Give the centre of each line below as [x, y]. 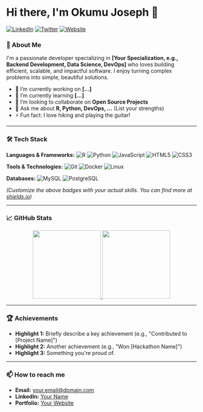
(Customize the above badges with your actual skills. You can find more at [99, 190]
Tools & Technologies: [35, 167]
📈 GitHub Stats [29, 218]
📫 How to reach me [36, 375]
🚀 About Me [24, 45]
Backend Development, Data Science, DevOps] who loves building [90, 65]
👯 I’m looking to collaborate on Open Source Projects [82, 102]
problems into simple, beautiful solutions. [57, 78]
